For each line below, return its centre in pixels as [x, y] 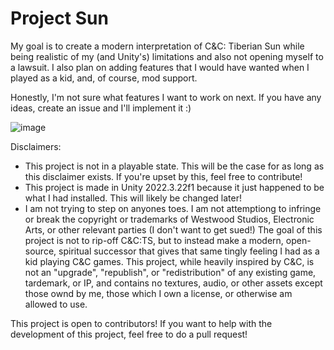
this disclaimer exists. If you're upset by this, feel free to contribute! [163, 176]
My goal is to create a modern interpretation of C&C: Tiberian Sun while [157, 46]
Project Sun [59, 18]
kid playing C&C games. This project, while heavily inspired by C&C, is [169, 261]
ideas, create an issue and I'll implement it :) [101, 108]
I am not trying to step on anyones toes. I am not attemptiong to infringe [173, 208]
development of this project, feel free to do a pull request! [129, 334]
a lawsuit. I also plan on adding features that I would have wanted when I [160, 67]
